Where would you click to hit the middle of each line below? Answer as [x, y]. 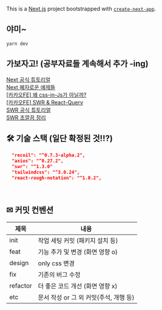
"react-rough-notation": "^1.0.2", [57, 178]
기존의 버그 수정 [59, 274]
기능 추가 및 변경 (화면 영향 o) [78, 252]
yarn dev [17, 44]
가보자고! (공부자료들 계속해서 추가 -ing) [77, 64]
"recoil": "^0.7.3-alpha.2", [49, 155]
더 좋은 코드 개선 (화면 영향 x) [78, 286]
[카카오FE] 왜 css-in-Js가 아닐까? [46, 95]
